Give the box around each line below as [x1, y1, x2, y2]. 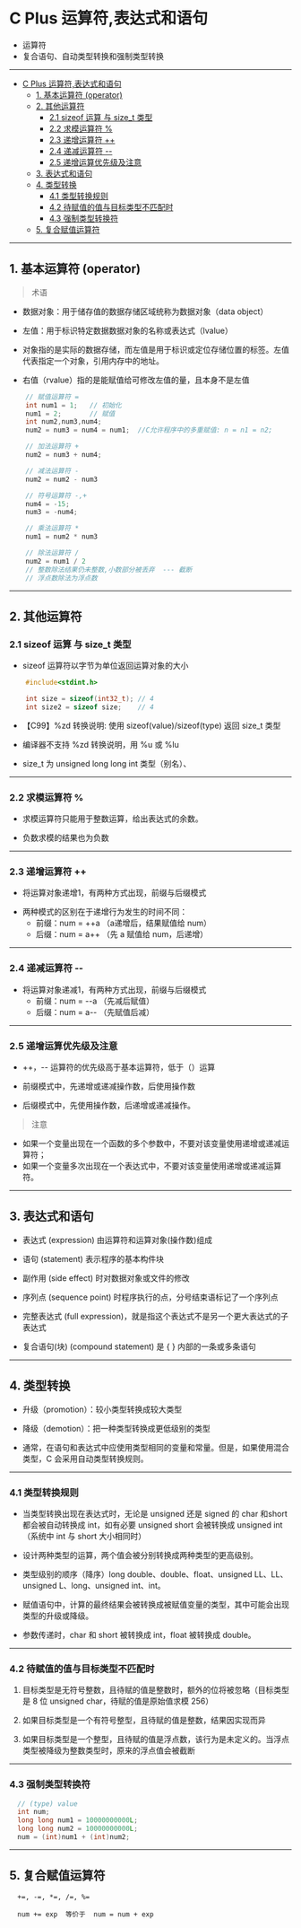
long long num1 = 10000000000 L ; [17, 1816, 139, 1825]
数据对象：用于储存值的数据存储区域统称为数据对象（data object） [21, 306, 269, 317]
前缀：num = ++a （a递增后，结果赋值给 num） [35, 917, 212, 929]
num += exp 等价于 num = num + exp [17, 1909, 154, 1919]
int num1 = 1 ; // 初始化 [25, 400, 123, 409]
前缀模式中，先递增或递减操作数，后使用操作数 [21, 1081, 195, 1091]
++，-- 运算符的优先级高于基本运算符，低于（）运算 [21, 1062, 216, 1073]
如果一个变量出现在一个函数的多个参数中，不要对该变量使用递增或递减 [21, 1138, 282, 1149]
